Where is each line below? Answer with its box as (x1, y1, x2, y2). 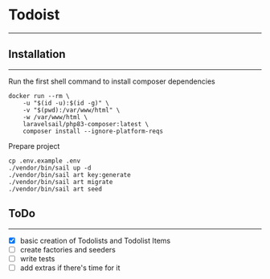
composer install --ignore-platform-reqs (22, 127, 163, 135)
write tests (19, 253, 55, 263)
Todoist (8, 6, 60, 24)
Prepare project (8, 141, 60, 150)
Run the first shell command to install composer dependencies (8, 76, 215, 86)
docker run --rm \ (8, 92, 70, 100)
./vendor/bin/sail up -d (8, 163, 92, 172)
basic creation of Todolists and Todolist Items (19, 236, 171, 245)
